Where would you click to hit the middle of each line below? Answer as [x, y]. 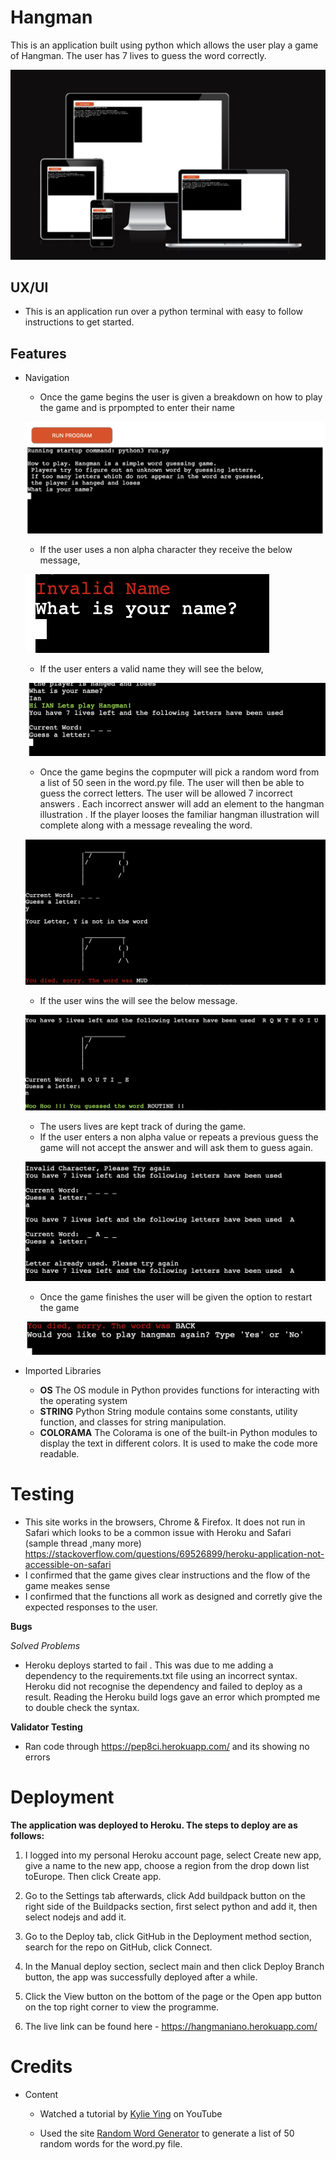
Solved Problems [45, 1645]
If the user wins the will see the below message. [138, 1000]
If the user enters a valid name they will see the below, [151, 669]
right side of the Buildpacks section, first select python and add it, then [171, 1906]
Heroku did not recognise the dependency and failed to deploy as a [163, 1686]
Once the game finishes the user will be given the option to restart [176, 1297]
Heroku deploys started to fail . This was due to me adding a [149, 1665]
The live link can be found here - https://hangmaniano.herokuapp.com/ [171, 2026]
